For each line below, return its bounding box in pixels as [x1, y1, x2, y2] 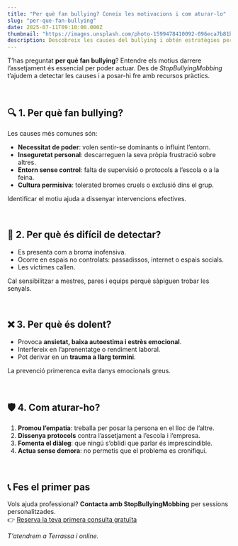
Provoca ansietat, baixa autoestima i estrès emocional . [17, 337, 182, 346]
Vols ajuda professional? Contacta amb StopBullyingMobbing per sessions [7, 500, 229, 508]
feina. [17, 173, 35, 181]
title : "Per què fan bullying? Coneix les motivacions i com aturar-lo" [7, 10, 227, 18]
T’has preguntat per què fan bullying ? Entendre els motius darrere [7, 56, 202, 65]
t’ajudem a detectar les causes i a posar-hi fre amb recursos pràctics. [7, 72, 210, 80]
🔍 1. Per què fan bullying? [7, 107, 124, 119]
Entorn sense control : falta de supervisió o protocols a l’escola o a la [17, 165, 220, 174]
